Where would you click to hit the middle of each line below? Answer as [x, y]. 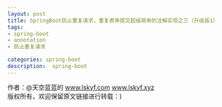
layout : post [27, 14]
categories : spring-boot [44, 60]
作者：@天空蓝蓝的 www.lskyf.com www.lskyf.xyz [81, 87]
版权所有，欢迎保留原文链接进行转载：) [65, 96]
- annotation [27, 40]
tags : [15, 27]
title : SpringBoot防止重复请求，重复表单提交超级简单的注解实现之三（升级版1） [113, 21]
